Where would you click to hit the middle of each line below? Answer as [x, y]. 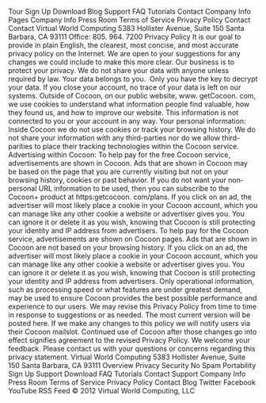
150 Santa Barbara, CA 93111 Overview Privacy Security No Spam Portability [132, 365]
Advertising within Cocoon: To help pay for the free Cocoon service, [120, 155]
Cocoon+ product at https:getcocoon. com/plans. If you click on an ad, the [130, 197]
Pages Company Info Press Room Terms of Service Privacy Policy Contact [129, 20]
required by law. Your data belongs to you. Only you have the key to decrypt [133, 79]
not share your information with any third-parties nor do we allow [114, 138]
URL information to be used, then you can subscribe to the [134, 188]
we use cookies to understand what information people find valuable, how [129, 104]
